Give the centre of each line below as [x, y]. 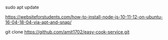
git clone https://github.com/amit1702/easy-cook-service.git [67, 32]
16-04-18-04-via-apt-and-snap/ [38, 22]
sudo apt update [22, 7]
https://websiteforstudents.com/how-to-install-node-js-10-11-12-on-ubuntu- [84, 17]
